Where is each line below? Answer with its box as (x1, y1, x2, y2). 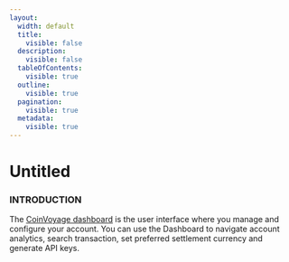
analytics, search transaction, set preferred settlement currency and (9, 233, 264, 244)
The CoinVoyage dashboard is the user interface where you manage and (9, 214, 280, 225)
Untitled (9, 162, 71, 182)
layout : (9, 13, 39, 23)
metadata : (17, 114, 54, 123)
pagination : (17, 97, 63, 107)
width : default (17, 22, 75, 31)
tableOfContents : (17, 64, 83, 73)
